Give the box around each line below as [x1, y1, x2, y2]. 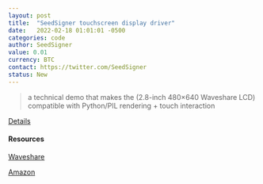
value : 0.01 [8, 48, 48, 56]
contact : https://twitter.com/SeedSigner [8, 63, 147, 71]
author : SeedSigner [8, 41, 73, 49]
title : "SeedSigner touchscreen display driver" [8, 19, 176, 27]
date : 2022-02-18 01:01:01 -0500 [8, 26, 126, 34]
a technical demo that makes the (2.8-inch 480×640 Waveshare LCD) [27, 92, 256, 102]
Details [8, 116, 31, 125]
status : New [8, 71, 48, 79]
